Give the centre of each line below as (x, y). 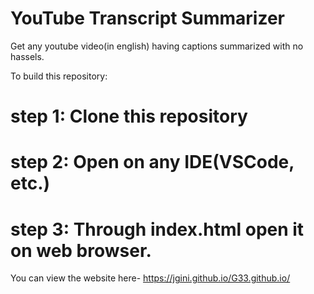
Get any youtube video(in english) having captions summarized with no (157, 46)
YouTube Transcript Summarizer (148, 18)
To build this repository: (59, 76)
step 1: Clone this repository (129, 116)
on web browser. (81, 250)
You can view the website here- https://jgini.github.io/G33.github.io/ (150, 278)
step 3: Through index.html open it (157, 229)
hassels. (27, 56)
